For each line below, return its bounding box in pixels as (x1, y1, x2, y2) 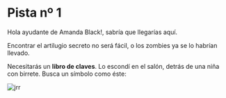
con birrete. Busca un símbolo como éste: (7, 70, 127, 78)
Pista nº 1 (7, 5, 62, 21)
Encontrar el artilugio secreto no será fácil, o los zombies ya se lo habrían (7, 41, 218, 49)
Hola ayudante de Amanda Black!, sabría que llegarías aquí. (7, 28, 178, 36)
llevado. (7, 49, 30, 57)
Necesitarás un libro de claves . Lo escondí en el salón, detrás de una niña (7, 62, 220, 70)
